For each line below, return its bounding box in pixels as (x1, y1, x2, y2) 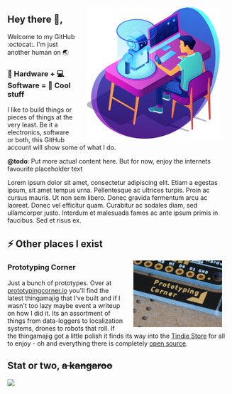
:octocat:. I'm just (7, 40, 58, 48)
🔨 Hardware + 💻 (7, 68, 65, 78)
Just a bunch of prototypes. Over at (7, 278, 112, 287)
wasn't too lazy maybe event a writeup (7, 301, 121, 309)
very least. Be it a (7, 121, 58, 129)
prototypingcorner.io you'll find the (7, 286, 109, 294)
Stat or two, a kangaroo (7, 360, 113, 372)
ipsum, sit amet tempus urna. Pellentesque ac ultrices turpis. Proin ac (7, 186, 211, 195)
